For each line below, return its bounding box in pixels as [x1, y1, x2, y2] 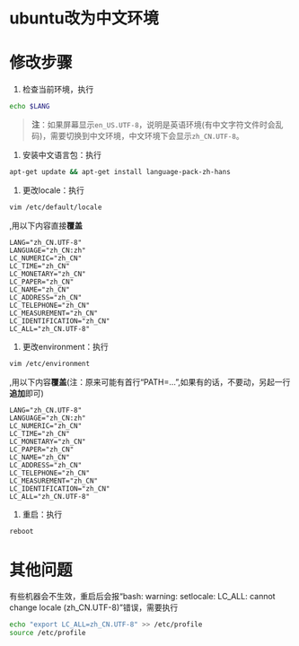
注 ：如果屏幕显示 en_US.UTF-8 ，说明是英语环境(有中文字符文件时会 [31, 119, 276, 130]
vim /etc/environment [9, 359, 91, 368]
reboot [9, 527, 34, 536]
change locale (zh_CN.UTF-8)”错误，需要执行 [9, 602, 179, 613]
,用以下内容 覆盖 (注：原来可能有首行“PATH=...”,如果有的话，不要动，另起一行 [9, 376, 291, 387]
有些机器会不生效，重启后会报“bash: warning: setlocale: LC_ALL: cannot [9, 591, 276, 602]
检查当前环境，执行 [22, 84, 94, 95]
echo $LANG [9, 102, 50, 111]
